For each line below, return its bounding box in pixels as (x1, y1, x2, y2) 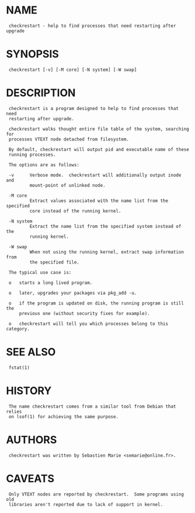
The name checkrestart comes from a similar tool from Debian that (8, 403, 176, 409)
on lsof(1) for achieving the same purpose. (8, 413, 119, 419)
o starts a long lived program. (8, 279, 93, 286)
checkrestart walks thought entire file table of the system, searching (8, 126, 190, 132)
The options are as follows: (8, 162, 80, 167)
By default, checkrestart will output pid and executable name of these (8, 146, 190, 152)
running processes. (8, 152, 57, 158)
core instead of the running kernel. (29, 208, 121, 214)
